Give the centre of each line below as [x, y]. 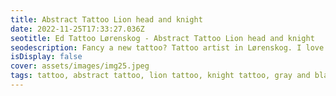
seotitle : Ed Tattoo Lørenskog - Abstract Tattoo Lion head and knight [162, 38]
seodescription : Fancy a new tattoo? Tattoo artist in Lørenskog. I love [167, 47]
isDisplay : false [46, 57]
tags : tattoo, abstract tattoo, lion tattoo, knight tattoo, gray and [160, 76]
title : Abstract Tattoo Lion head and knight [106, 19]
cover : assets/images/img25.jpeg [80, 66]
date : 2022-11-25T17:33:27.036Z [77, 29]
